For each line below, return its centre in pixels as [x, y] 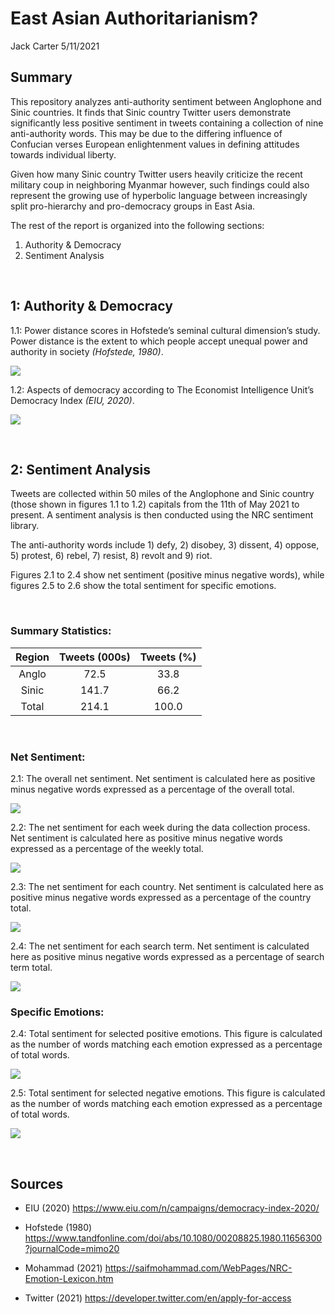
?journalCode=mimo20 [72, 1249]
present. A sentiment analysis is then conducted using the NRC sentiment [162, 515]
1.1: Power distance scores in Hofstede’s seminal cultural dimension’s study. [165, 330]
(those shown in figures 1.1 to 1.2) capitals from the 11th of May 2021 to [155, 504]
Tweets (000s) [95, 657]
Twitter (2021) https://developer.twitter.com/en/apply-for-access [158, 1298]
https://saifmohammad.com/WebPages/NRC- [198, 1268]
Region [32, 657]
